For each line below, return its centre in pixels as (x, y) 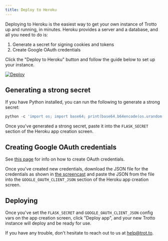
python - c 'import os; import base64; (45, 116)
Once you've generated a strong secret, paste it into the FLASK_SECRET (77, 126)
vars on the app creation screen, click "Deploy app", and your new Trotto (80, 217)
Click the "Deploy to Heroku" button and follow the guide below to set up (80, 59)
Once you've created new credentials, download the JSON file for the (77, 169)
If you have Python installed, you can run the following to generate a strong (82, 102)
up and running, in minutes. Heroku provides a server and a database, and (82, 29)
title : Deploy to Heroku (31, 10)
